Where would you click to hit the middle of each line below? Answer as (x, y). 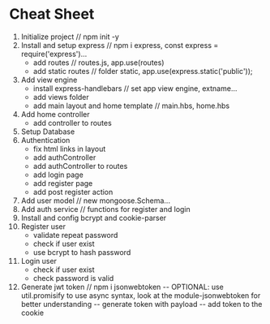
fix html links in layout (69, 149)
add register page (63, 183)
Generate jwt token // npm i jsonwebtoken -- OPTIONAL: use (122, 287)
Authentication (45, 140)
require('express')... (54, 54)
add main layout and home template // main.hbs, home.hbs (131, 106)
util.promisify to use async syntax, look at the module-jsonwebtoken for (141, 295)
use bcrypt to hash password (82, 252)
